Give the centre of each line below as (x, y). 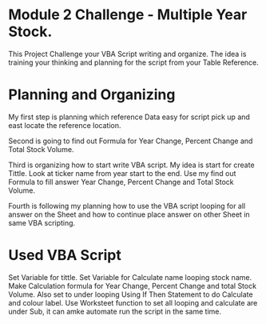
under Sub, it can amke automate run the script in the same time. (115, 311)
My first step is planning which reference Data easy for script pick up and (129, 117)
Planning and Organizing (92, 95)
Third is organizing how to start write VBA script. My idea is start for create (131, 165)
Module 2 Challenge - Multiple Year (128, 15)
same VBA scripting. (42, 222)
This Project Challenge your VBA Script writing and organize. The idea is (127, 54)
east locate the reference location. (65, 125)
